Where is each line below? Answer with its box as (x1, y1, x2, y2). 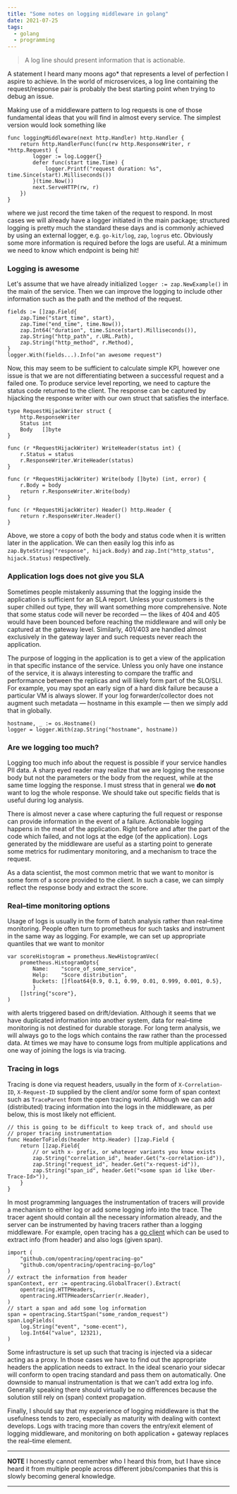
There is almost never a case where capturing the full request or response (7, 810, 223, 818)
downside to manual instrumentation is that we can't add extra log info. (7, 1378, 214, 1386)
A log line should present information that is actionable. (24, 56, 186, 64)
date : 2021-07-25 (7, 17, 59, 24)
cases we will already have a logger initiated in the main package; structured (7, 216, 230, 225)
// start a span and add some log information (7, 1304, 147, 1312)
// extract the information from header (7, 1274, 128, 1281)
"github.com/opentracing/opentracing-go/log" (20, 1261, 157, 1268)
